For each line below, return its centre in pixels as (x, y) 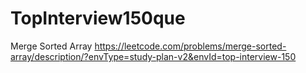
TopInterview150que (98, 18)
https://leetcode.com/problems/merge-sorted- (190, 46)
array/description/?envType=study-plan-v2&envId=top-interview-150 (153, 56)
